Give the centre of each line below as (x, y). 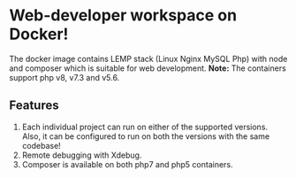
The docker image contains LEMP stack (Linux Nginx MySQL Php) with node (148, 58)
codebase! (42, 145)
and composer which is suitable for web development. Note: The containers (148, 68)
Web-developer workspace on (123, 15)
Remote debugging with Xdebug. (82, 155)
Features (34, 106)
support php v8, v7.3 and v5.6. (65, 77)
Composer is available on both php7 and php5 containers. (127, 164)
